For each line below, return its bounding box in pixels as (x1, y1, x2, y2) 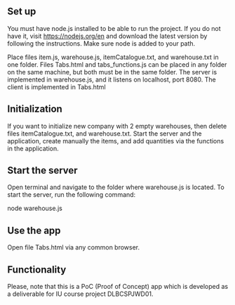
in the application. (7, 144, 60, 152)
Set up (7, 6, 36, 18)
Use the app (7, 224, 61, 236)
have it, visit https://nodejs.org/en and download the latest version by (7, 32, 208, 40)
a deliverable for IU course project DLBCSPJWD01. (7, 290, 154, 298)
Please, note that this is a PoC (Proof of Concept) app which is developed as (7, 283, 229, 291)
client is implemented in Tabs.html (7, 82, 107, 91)
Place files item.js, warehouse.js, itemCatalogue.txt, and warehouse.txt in (7, 53, 219, 61)
